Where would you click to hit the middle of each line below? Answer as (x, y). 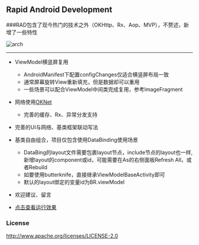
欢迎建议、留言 (33, 195)
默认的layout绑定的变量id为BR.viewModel (74, 182)
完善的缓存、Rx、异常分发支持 (60, 114)
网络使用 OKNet (33, 102)
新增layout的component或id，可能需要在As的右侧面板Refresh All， (105, 160)
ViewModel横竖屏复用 (41, 62)
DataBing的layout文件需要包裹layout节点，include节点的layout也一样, (108, 152)
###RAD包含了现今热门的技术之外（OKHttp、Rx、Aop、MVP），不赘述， (95, 25)
